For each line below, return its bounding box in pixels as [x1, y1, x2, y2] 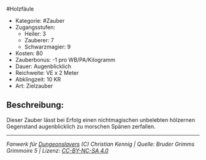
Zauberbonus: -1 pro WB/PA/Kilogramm [15, 56, 115, 63]
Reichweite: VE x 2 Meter [15, 69, 79, 76]
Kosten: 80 [15, 50, 43, 57]
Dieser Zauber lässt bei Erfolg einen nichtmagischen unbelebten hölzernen [6, 116, 195, 123]
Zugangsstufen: [15, 24, 56, 31]
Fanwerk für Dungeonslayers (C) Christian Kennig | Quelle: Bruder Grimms [6, 140, 195, 148]
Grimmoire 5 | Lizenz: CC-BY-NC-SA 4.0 [6, 147, 109, 154]
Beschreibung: [6, 100, 64, 110]
